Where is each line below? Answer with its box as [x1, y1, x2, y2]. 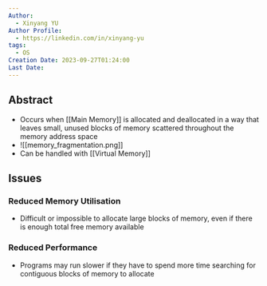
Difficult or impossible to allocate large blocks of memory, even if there [19, 213, 253, 224]
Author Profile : [8, 26, 62, 34]
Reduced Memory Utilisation [8, 195, 121, 206]
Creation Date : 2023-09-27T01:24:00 [8, 57, 130, 65]
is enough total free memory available [19, 222, 145, 232]
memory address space [19, 131, 98, 141]
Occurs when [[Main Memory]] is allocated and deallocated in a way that [19, 114, 259, 124]
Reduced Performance [8, 242, 98, 253]
